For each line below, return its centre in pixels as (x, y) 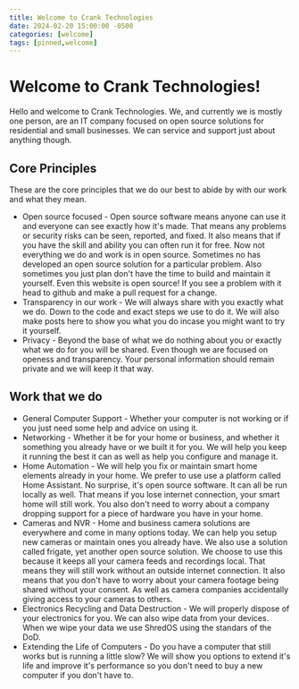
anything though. (41, 140)
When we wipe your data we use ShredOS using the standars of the (147, 627)
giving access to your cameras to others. (97, 599)
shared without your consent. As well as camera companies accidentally (155, 589)
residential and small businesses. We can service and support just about (142, 131)
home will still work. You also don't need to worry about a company (146, 504)
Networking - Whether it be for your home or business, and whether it (150, 437)
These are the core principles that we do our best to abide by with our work (148, 190)
